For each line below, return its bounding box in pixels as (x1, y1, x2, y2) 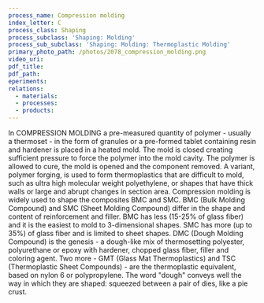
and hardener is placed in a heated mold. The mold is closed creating (8, 145, 233, 154)
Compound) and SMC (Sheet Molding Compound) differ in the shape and (8, 204, 246, 212)
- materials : (15, 92, 58, 100)
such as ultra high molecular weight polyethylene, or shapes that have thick (8, 179, 254, 187)
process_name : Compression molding (8, 11, 125, 20)
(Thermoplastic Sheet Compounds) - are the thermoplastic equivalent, (8, 262, 236, 272)
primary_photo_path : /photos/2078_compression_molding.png (8, 48, 206, 56)
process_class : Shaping (8, 26, 87, 34)
